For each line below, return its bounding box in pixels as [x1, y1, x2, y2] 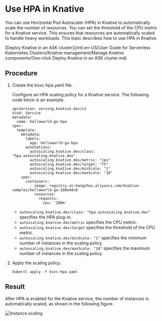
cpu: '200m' [43, 200, 67, 205]
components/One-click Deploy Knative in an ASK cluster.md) [5, 55, 127, 61]
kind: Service [12, 110, 41, 115]
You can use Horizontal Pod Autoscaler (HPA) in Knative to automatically [5, 20, 150, 25]
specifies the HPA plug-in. [19, 214, 72, 220]
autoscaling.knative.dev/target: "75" [30, 162, 108, 167]
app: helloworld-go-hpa [30, 140, 78, 145]
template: [17, 128, 36, 132]
